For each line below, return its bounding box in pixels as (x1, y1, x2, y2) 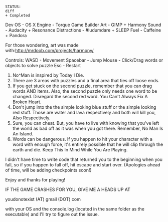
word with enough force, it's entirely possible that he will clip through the (12, 141, 163, 147)
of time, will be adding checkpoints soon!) (5, 167, 92, 173)
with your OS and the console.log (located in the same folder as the (5, 206, 144, 212)
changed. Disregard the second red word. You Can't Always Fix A (12, 94, 148, 99)
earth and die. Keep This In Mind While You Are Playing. (12, 147, 128, 152)
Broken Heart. (12, 99, 42, 105)
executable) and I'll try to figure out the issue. (5, 211, 99, 217)
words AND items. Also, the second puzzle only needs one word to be (12, 88, 157, 94)
